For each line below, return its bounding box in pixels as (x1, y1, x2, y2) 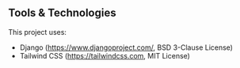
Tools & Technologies (8, 6, 116, 20)
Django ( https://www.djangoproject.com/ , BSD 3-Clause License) (19, 43, 234, 52)
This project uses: (8, 27, 67, 36)
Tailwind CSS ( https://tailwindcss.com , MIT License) (19, 51, 190, 60)
